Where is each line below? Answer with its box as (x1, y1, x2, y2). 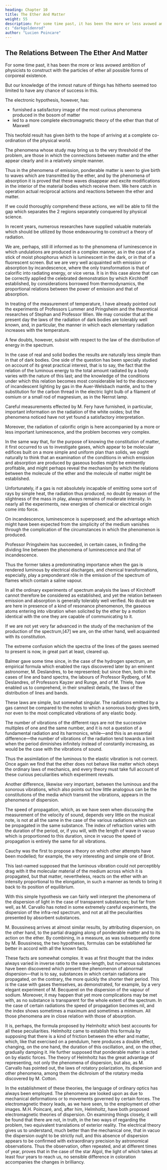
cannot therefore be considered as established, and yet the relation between (5, 592, 162, 598)
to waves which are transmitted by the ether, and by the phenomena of (5, 172, 151, 178)
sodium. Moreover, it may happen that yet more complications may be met (5, 992, 158, 998)
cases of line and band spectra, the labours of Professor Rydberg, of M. (5, 674, 153, 680)
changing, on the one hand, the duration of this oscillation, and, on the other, (5, 1044, 162, 1050)
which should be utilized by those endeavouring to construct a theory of (5, 229, 153, 234)
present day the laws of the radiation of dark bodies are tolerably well (5, 316, 148, 322)
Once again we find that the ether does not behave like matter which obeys (5, 761, 159, 767)
